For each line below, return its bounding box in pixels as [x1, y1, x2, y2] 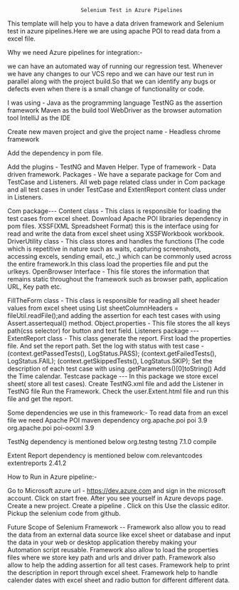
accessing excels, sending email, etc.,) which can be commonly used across [7, 252, 232, 260]
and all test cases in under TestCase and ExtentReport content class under [7, 185, 226, 194]
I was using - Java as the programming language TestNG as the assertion [7, 98, 223, 107]
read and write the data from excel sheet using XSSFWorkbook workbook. [7, 229, 225, 238]
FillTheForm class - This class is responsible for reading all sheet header [7, 296, 221, 304]
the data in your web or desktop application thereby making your [7, 538, 197, 547]
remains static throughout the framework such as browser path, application [7, 275, 228, 283]
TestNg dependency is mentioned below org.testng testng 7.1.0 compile [7, 438, 217, 445]
